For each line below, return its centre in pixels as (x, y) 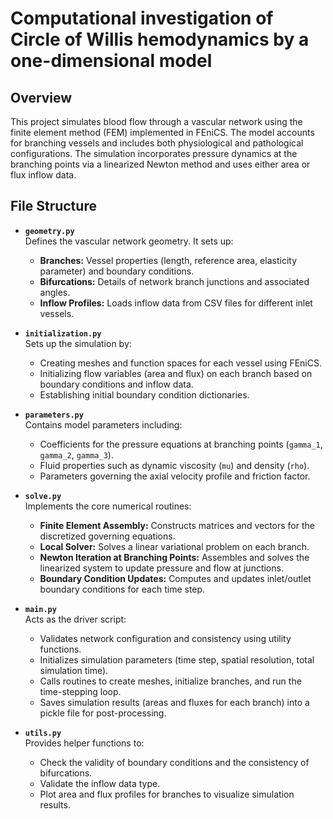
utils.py (43, 733)
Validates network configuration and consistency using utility (165, 638)
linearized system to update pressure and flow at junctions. (161, 568)
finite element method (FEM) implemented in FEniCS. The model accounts (162, 132)
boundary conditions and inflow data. (116, 384)
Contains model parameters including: (103, 424)
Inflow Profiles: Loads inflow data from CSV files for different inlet (176, 303)
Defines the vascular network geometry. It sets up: (129, 241)
